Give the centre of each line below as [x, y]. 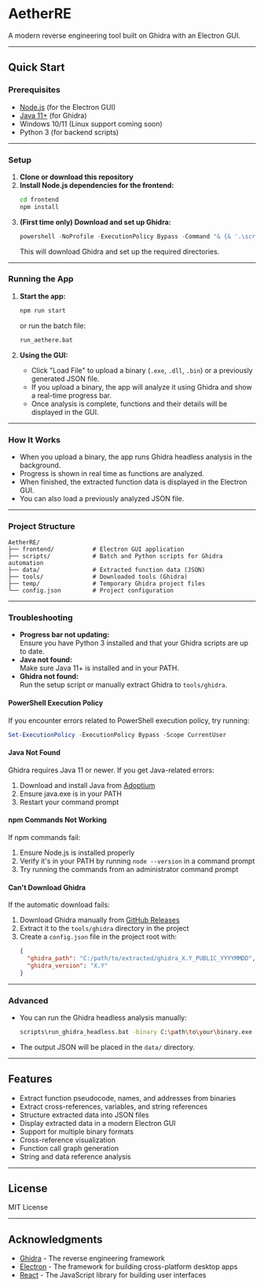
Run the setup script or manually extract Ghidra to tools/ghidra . [123, 685]
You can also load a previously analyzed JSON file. [102, 498]
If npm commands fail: [44, 837]
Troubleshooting [40, 618]
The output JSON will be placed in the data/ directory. [107, 1047]
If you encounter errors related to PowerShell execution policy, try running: [129, 720]
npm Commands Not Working [58, 820]
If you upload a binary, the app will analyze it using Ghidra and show [142, 387]
